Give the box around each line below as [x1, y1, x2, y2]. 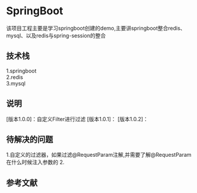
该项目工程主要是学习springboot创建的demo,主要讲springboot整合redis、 [6, 24, 186, 31]
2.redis [6, 73, 24, 81]
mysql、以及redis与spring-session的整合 [6, 31, 106, 39]
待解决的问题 [6, 134, 53, 144]
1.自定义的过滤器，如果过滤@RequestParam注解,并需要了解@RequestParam [6, 151, 192, 159]
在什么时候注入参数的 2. [6, 159, 65, 166]
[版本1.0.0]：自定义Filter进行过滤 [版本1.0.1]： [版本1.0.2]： [6, 115, 148, 122]
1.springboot [6, 67, 37, 74]
